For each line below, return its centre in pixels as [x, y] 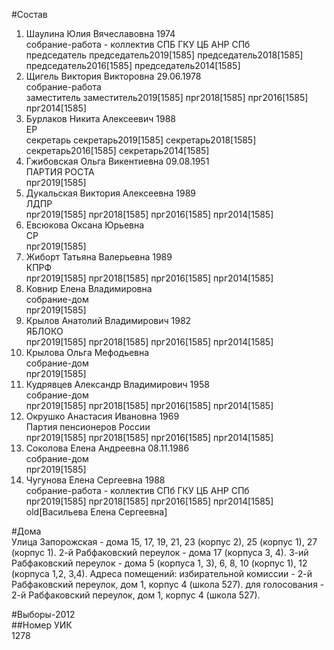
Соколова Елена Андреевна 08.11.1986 [107, 448]
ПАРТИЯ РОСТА [60, 172]
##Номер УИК [42, 625]
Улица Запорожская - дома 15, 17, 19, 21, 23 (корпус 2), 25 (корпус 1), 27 [164, 542]
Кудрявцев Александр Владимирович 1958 [117, 384]
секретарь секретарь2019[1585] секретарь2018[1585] [141, 140]
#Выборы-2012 [43, 614]
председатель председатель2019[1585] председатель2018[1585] [164, 55]
